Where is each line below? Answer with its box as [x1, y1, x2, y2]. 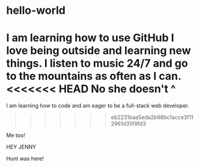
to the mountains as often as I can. [6, 70, 182, 83]
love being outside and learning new [6, 44, 191, 58]
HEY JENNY [6, 144, 37, 151]
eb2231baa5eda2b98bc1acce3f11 [111, 114, 194, 121]
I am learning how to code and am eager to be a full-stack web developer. [6, 102, 189, 109]
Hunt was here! [6, 155, 44, 162]
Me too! [6, 132, 26, 139]
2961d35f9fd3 [111, 120, 146, 127]
